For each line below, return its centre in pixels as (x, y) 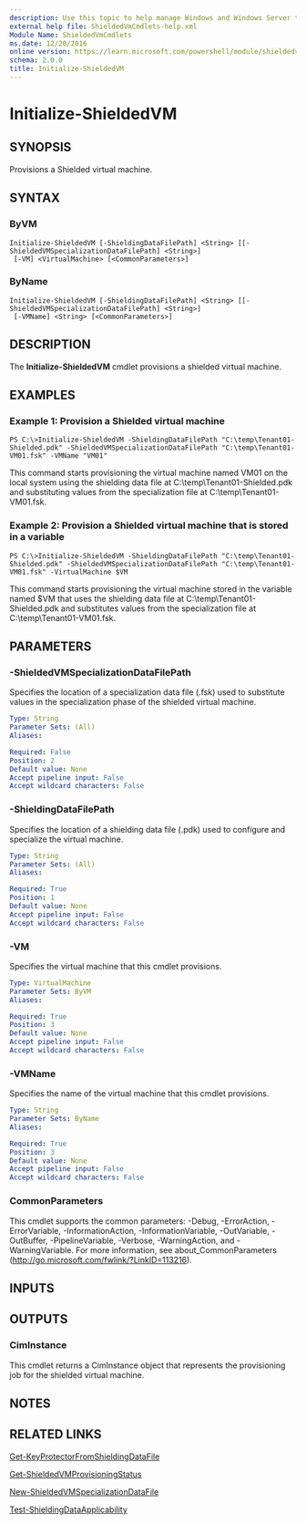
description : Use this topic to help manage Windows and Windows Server (150, 18)
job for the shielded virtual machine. (77, 1374)
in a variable (37, 537)
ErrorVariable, (36, 1230)
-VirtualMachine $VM (89, 572)
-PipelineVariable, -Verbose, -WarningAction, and (142, 1240)
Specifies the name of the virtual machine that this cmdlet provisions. (139, 1094)
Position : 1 (32, 898)
